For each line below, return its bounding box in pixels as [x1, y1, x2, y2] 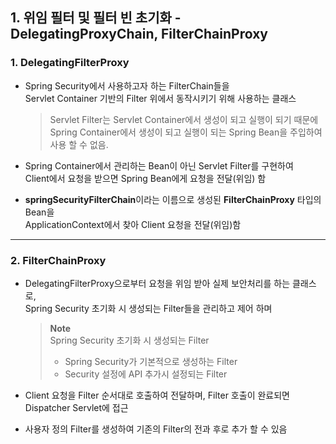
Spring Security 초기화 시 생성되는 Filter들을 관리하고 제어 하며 [24, 302, 273, 314]
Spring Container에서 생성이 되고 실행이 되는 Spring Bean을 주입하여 [49, 126, 323, 138]
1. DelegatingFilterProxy [10, 56, 130, 70]
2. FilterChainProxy [10, 253, 107, 267]
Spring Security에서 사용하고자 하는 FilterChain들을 [24, 79, 230, 92]
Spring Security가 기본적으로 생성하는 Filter [64, 355, 238, 367]
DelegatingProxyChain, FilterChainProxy [10, 26, 268, 43]
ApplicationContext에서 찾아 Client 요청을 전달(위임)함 [24, 218, 242, 230]
